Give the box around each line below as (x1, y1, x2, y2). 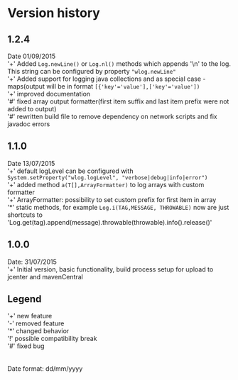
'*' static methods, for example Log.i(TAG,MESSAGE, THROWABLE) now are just (7, 203, 229, 211)
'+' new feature (7, 312, 53, 320)
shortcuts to (7, 211, 43, 219)
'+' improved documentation (7, 90, 91, 98)
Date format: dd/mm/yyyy (7, 364, 83, 373)
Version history (7, 5, 101, 21)
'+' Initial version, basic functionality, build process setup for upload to (7, 264, 214, 274)
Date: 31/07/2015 (7, 257, 57, 266)
